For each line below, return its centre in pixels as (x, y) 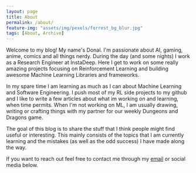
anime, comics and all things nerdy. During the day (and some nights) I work (98, 56)
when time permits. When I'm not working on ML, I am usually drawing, (92, 105)
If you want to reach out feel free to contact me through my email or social (96, 159)
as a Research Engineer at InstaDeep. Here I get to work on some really (92, 63)
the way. (16, 148)
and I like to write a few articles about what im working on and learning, (92, 99)
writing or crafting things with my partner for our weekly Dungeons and (92, 111)
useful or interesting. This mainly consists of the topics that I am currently (95, 135)
